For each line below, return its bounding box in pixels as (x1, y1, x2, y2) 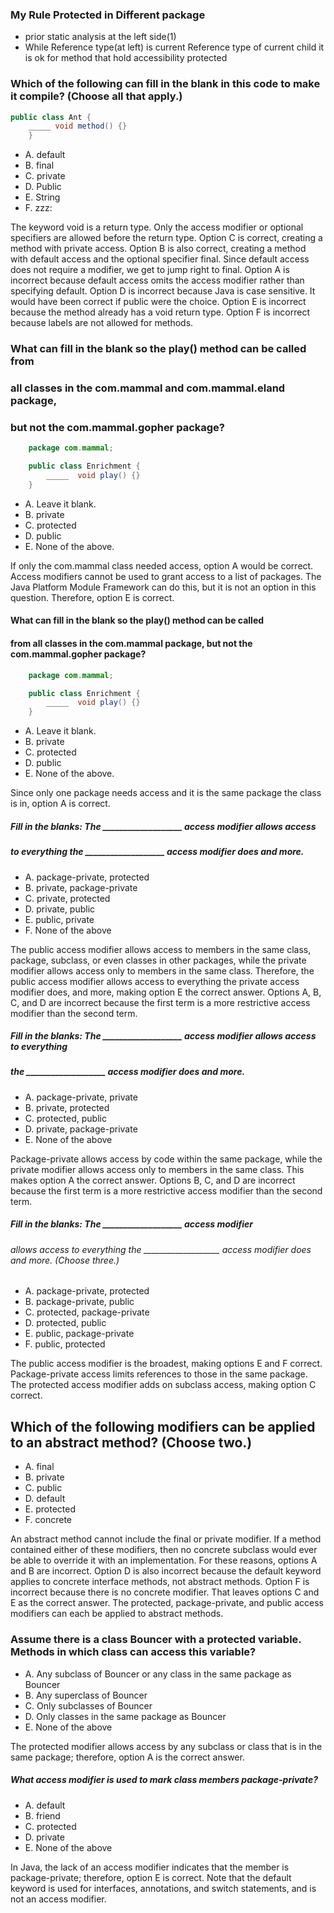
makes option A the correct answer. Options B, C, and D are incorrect (10, 1174, 296, 1186)
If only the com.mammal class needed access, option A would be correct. (10, 559, 314, 572)
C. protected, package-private (24, 1306, 150, 1318)
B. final (24, 159, 55, 172)
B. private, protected (24, 1101, 110, 1113)
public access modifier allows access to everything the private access (10, 975, 300, 987)
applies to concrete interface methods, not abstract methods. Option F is (10, 1576, 310, 1588)
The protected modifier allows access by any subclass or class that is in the (10, 1740, 323, 1752)
